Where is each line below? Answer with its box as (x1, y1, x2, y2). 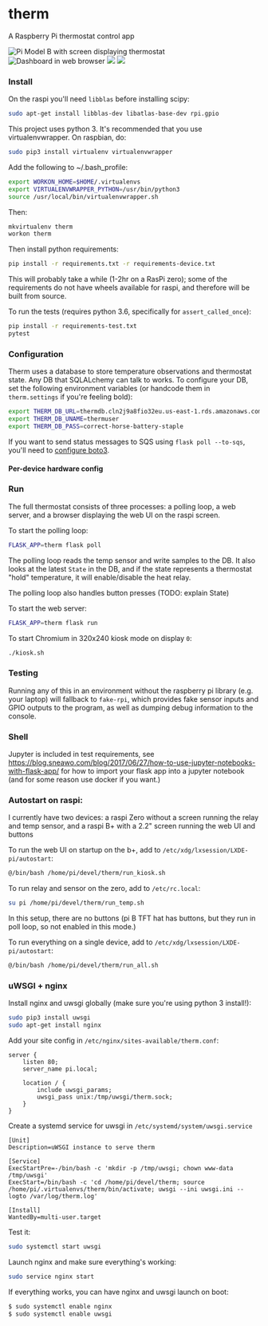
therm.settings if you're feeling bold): (8, 392, 133, 402)
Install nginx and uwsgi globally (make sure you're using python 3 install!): (8, 999, 251, 1008)
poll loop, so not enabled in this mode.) (8, 922, 136, 932)
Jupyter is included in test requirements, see (8, 750, 155, 759)
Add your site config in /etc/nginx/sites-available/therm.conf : (8, 1035, 219, 1045)
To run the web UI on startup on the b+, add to (8, 845, 161, 855)
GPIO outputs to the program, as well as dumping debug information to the (8, 703, 254, 712)
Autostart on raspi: (8, 794, 84, 805)
